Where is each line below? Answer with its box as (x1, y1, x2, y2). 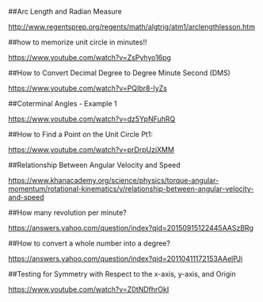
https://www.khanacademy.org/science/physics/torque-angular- (8, 176, 219, 185)
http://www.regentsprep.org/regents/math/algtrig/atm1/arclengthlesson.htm (8, 22, 256, 31)
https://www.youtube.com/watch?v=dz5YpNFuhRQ (8, 114, 176, 124)
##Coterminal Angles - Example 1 (8, 99, 117, 108)
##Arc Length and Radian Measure (8, 7, 123, 16)
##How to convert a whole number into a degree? (8, 239, 170, 248)
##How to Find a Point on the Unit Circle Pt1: (8, 130, 153, 139)
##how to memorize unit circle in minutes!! (8, 37, 148, 47)
